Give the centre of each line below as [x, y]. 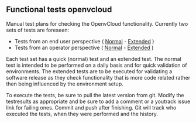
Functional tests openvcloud [59, 10]
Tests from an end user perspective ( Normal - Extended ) [84, 41]
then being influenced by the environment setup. [65, 84]
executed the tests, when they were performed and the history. [82, 114]
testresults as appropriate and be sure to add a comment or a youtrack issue [98, 101]
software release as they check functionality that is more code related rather [98, 77]
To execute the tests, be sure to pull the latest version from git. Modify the [95, 95]
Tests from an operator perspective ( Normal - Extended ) [84, 47]
